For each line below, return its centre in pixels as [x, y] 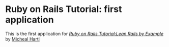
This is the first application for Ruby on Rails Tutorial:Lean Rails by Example [84, 33]
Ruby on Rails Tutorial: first [64, 9]
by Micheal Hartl [22, 39]
